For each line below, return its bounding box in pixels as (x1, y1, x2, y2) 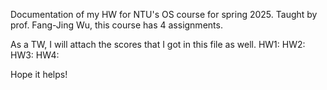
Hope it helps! (10, 69, 68, 80)
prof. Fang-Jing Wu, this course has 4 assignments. (10, 19, 223, 31)
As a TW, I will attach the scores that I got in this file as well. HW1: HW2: (10, 39, 306, 50)
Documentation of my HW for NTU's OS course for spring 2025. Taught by (10, 9, 318, 20)
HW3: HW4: (10, 49, 60, 61)
